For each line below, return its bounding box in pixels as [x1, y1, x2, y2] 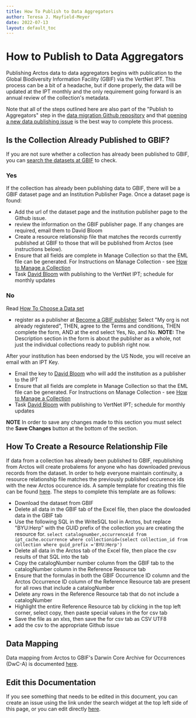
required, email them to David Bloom [14, 227, 103, 234]
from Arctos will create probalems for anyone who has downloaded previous [6, 463, 191, 470]
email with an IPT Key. [6, 358, 60, 366]
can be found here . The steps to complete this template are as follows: [6, 488, 177, 495]
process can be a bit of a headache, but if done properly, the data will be [6, 82, 181, 89]
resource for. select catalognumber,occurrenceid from [14, 531, 147, 538]
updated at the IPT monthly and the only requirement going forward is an [6, 88, 182, 95]
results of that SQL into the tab [14, 554, 89, 561]
